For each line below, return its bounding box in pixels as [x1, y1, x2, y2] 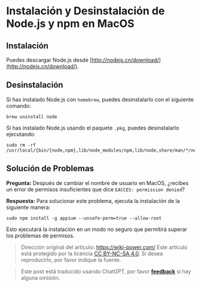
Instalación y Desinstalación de [6, 4, 165, 18]
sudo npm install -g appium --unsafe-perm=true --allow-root [6, 215, 162, 221]
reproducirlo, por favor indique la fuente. [20, 256, 121, 263]
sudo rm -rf [6, 142, 36, 148]
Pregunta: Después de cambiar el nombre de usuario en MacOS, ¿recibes [6, 179, 189, 186]
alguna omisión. [20, 274, 60, 281]
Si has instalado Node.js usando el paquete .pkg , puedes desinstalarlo [6, 124, 179, 131]
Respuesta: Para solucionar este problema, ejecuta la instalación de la [6, 197, 181, 204]
